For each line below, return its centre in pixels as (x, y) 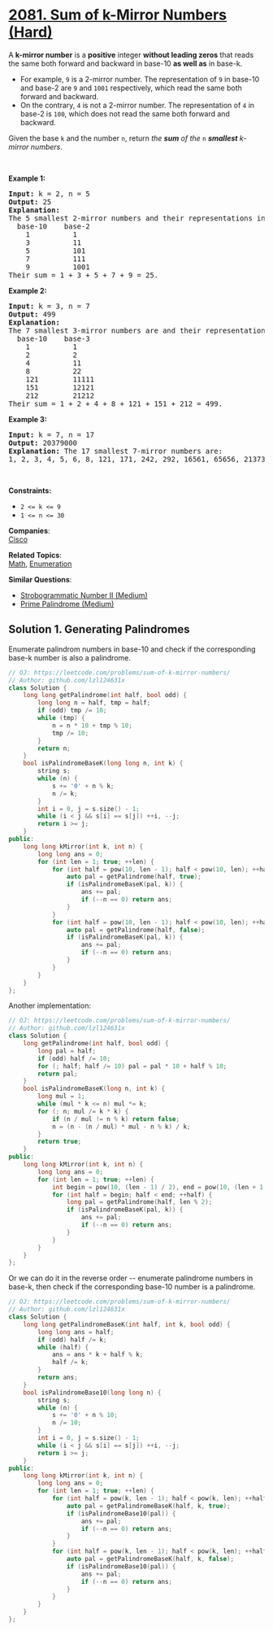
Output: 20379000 (43, 443)
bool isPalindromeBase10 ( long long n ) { (92, 1393)
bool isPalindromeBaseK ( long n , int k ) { (94, 1089)
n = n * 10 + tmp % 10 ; (92, 726)
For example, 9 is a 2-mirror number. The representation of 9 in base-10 (140, 79)
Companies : (29, 530)
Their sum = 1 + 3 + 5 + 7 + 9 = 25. (84, 275)
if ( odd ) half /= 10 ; (74, 1058)
